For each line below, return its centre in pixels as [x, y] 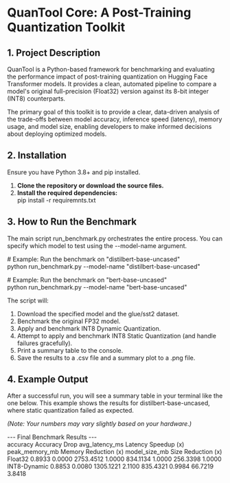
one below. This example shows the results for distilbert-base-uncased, [109, 403]
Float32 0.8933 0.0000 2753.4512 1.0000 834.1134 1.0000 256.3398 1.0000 [114, 459]
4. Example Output [48, 379]
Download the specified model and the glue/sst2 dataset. [98, 314]
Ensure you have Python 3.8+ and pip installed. [74, 172]
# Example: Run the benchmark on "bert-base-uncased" [87, 280]
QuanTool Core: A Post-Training [99, 13]
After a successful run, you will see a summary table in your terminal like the [115, 396]
